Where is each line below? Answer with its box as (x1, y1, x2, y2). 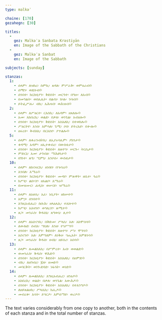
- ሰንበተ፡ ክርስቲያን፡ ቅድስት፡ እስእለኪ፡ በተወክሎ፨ (14, 120, 88, 124)
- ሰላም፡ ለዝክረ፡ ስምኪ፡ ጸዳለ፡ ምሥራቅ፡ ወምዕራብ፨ (14, 83, 92, 88)
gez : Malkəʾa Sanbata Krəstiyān (14, 39, 80, 43)
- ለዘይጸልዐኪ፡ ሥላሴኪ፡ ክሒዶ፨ (14, 287, 62, 292)
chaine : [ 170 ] (5, 16, 34, 21)
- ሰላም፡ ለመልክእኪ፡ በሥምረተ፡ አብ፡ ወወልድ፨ (14, 246, 84, 251)
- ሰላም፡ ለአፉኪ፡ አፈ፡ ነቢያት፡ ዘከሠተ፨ (14, 192, 73, 197)
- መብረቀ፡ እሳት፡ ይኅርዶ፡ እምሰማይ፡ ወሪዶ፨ (14, 292, 81, 297)
